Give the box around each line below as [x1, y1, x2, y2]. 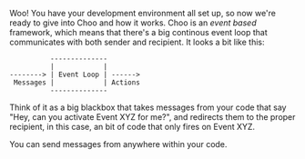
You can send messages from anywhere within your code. [9, 139, 228, 149]
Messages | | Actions [13, 78, 141, 87]
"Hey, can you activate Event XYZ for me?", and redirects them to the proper [9, 112, 296, 122]
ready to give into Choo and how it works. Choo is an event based [9, 17, 257, 28]
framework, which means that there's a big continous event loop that [9, 27, 268, 37]
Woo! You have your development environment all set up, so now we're [9, 8, 276, 18]
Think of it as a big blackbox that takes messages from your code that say [9, 102, 287, 113]
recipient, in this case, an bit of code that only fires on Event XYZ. [9, 122, 256, 132]
